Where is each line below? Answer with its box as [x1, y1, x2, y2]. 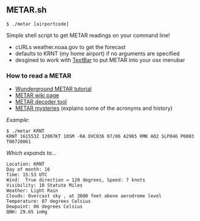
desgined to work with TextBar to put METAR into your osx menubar [15, 56, 185, 63]
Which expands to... [6, 149, 57, 157]
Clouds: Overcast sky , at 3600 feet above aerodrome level [6, 193, 162, 199]
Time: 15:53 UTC [6, 172, 47, 178]
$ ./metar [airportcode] [6, 21, 69, 27]
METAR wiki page [15, 92, 60, 99]
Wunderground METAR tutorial [15, 85, 92, 93]
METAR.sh [6, 5, 47, 15]
